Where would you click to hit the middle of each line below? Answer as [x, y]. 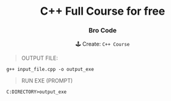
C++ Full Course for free [103, 11]
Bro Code [103, 31]
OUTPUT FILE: [39, 58]
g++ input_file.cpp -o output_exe [50, 69]
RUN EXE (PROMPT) [47, 81]
